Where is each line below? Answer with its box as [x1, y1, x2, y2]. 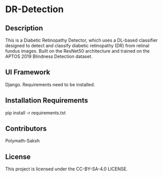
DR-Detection [5, 4, 64, 15]
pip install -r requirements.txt [5, 110, 66, 116]
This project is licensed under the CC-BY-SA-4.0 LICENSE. [5, 166, 128, 172]
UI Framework [5, 68, 51, 77]
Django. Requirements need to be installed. [5, 81, 95, 87]
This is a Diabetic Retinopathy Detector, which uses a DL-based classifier [5, 37, 158, 43]
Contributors [5, 124, 47, 133]
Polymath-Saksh [5, 138, 40, 144]
